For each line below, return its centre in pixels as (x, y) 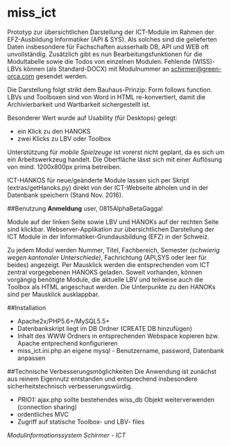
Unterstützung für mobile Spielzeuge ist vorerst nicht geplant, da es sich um (116, 152)
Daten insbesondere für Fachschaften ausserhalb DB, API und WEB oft (108, 46)
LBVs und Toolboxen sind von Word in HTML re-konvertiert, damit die (106, 97)
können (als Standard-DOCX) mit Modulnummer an (96, 69)
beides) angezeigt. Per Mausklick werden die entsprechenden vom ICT (109, 264)
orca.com (21, 76)
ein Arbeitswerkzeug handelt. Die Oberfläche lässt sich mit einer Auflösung (114, 159)
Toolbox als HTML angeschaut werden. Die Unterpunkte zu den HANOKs (112, 286)
